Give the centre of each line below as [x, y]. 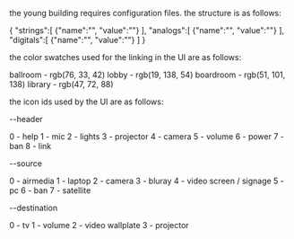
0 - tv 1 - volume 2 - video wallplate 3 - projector [99, 225]
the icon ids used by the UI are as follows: [86, 102]
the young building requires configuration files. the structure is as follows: [146, 13]
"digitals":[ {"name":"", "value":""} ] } [78, 40]
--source [26, 164]
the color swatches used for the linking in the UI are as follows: [125, 57]
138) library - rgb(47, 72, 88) [61, 84]
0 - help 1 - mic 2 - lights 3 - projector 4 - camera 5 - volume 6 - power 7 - [147, 137]
